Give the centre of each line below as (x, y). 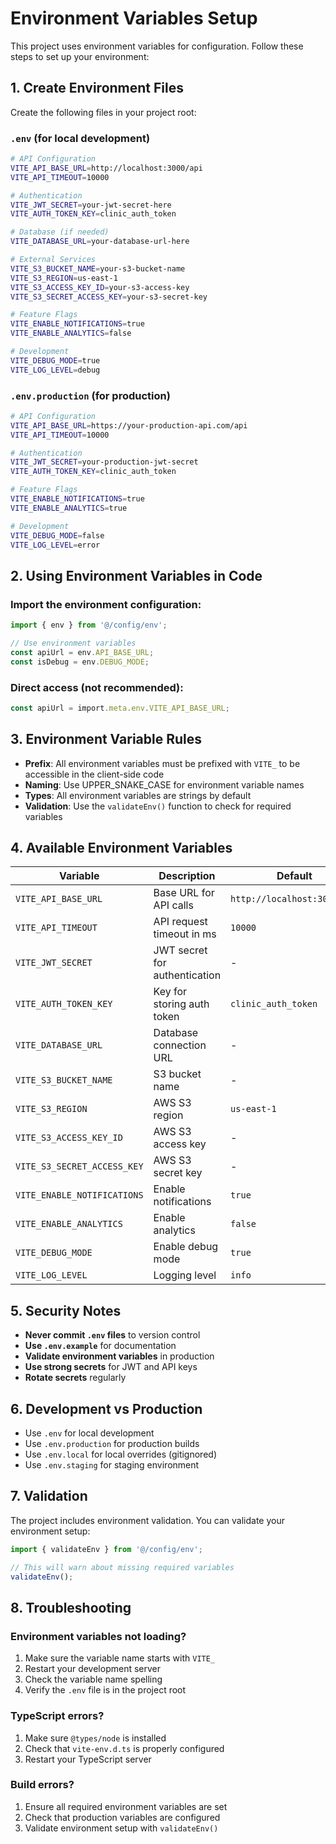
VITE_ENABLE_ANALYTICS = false (71, 333)
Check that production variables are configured (122, 1817)
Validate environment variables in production (119, 1356)
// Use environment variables (73, 643)
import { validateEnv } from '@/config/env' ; (106, 1549)
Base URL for (184, 893)
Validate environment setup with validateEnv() (121, 1828)
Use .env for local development (89, 1433)
